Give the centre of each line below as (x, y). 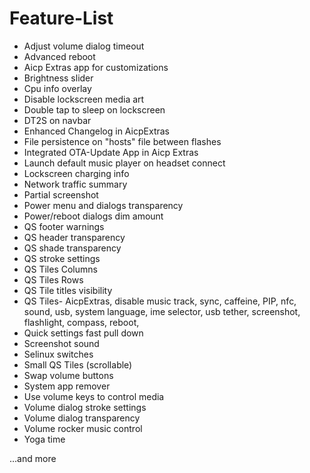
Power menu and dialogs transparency (103, 205)
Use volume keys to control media (94, 396)
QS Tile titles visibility (68, 290)
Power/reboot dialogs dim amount (93, 216)
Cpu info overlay (57, 88)
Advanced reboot (59, 56)
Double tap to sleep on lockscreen (94, 109)
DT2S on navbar (57, 120)
